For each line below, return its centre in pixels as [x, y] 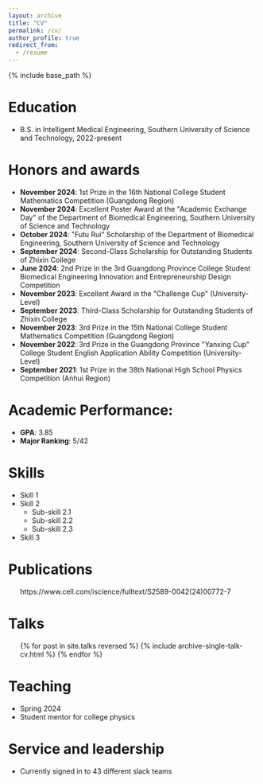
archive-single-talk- [210, 646]
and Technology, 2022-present [71, 138]
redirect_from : [33, 45]
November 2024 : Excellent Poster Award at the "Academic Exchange [133, 209]
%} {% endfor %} [74, 654]
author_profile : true [44, 38]
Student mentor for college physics [77, 716]
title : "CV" [28, 23]
